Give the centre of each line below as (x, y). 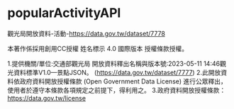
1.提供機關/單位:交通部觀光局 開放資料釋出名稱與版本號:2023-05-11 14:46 (114, 63)
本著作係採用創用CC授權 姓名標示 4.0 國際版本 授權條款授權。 (98, 48)
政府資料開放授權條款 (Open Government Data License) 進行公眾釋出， (123, 81)
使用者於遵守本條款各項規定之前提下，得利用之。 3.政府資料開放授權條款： (117, 90)
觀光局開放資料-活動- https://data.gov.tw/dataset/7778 (86, 33)
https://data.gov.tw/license (47, 98)
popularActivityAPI (64, 13)
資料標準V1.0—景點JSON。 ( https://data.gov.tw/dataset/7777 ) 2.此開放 (117, 72)
